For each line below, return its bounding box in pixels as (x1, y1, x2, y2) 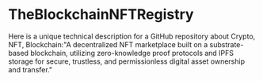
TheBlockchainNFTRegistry (8, 6, 194, 24)
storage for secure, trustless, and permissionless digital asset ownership (8, 57, 246, 66)
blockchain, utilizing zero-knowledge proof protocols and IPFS (30, 48, 234, 57)
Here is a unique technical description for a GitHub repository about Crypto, (8, 31, 256, 41)
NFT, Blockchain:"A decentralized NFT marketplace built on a (8, 39, 208, 49)
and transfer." (8, 64, 53, 74)
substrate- (209, 39, 244, 49)
